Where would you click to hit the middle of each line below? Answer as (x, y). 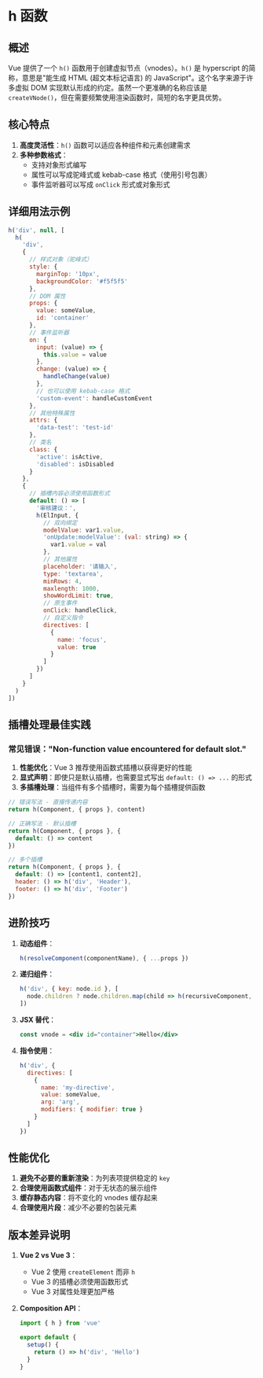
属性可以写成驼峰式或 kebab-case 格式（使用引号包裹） (121, 175)
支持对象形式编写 (59, 164)
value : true (77, 647)
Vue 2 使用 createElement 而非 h (83, 1272)
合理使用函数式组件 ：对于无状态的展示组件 (88, 1188)
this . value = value (75, 355)
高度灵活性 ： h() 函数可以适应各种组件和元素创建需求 (105, 145)
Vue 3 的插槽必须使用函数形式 (80, 1282)
